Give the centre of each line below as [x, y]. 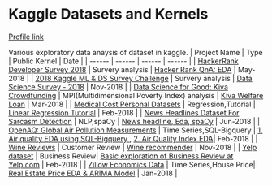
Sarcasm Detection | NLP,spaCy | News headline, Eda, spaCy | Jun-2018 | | [134, 121]
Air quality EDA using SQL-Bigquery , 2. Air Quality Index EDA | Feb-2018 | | [133, 138]
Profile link [26, 37]
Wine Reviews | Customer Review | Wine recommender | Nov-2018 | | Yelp [133, 147]
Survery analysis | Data [214, 78]
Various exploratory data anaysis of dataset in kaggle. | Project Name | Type [136, 52]
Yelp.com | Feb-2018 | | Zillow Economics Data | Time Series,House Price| [132, 164]
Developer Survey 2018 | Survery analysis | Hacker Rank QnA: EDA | [123, 69]
